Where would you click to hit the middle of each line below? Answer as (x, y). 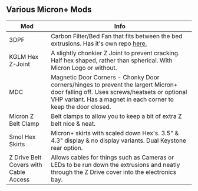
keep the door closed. (81, 106)
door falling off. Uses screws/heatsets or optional (119, 92)
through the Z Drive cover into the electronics (114, 172)
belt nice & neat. (73, 123)
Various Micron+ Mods (49, 10)
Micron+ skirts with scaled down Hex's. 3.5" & (115, 133)
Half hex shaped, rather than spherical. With (112, 60)
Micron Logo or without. (84, 68)
